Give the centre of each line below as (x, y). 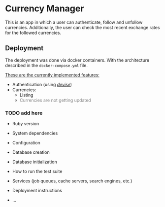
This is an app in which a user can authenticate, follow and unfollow (74, 22)
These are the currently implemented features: (52, 75)
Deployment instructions (37, 191)
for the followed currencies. (33, 33)
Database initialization (35, 162)
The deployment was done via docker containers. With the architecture (77, 60)
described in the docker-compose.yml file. (46, 65)
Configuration (26, 143)
